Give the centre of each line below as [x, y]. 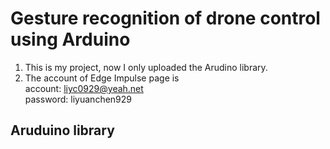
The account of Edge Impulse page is [102, 78]
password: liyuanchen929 [78, 99]
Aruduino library [62, 130]
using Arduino [70, 39]
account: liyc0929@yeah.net [84, 88]
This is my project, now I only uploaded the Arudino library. [146, 67]
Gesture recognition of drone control [165, 18]
